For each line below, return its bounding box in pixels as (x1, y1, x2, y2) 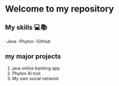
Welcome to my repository (5, 3, 114, 14)
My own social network (12, 75, 59, 81)
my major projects (5, 52, 61, 61)
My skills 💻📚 (5, 23, 48, 31)
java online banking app (12, 65, 60, 71)
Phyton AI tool (12, 70, 40, 76)
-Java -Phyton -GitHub (5, 39, 51, 44)
